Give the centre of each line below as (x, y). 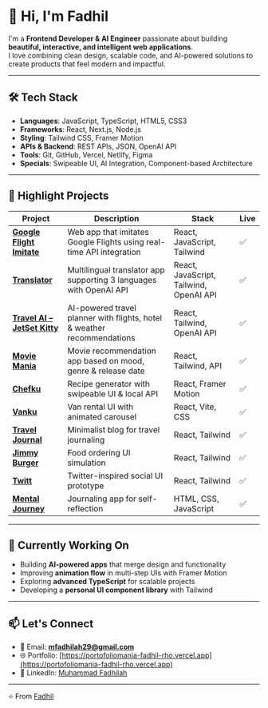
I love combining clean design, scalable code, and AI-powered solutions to (131, 55)
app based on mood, (106, 360)
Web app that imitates (108, 232)
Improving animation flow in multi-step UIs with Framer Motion (123, 573)
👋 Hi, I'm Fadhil (59, 16)
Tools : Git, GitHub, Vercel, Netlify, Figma (86, 154)
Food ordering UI (99, 452)
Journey (29, 508)
